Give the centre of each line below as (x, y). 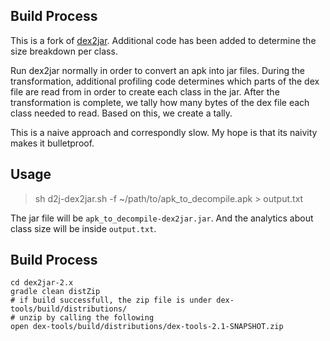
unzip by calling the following (87, 318)
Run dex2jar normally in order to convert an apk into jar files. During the (157, 70)
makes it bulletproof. (52, 143)
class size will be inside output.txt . (83, 228)
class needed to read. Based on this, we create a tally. (121, 113)
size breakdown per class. (64, 51)
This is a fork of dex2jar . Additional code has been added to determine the (163, 40)
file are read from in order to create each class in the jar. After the (145, 91)
